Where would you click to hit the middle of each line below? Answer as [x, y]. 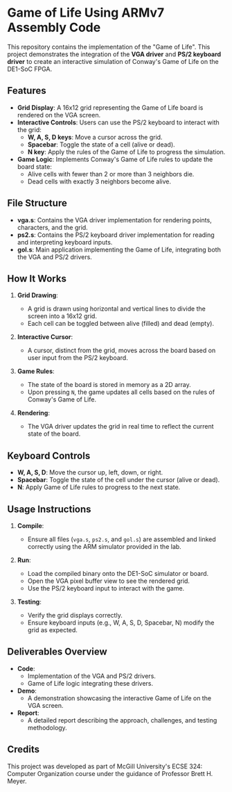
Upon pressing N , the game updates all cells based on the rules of [121, 392]
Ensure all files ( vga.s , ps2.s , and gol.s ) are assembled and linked [122, 539]
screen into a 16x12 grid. [62, 316]
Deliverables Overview [57, 652]
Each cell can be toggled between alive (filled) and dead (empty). [121, 324]
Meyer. [17, 781]
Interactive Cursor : [45, 337]
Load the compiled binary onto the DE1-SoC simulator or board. [118, 574]
